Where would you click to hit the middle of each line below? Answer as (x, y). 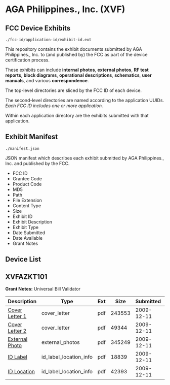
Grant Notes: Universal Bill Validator (43, 289)
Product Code (27, 184)
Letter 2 (17, 331)
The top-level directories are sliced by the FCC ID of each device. (74, 90)
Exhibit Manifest (32, 137)
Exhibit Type (26, 227)
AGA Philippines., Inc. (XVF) (65, 9)
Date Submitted (29, 233)
